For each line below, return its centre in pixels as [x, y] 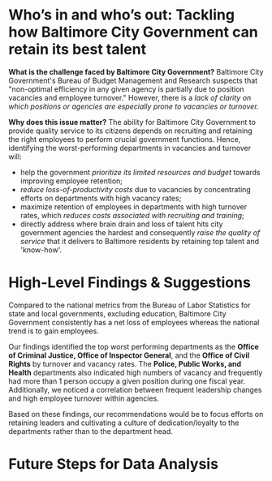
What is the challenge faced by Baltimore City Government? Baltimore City [136, 71]
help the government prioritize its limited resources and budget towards [140, 172]
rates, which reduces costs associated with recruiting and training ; [132, 215]
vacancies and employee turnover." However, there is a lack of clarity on [130, 97]
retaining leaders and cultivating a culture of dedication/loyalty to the [124, 423]
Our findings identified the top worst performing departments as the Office [134, 346]
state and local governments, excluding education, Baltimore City [117, 313]
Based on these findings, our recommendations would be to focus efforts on [136, 414]
